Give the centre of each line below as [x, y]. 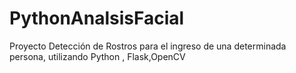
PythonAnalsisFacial [97, 18]
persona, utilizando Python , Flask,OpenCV [97, 56]
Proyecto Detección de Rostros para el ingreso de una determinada [148, 46]
